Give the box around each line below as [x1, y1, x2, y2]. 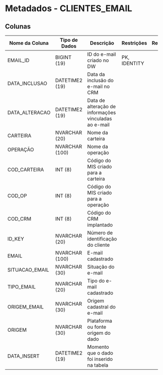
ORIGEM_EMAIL [7, 304, 44, 310]
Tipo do [87, 277, 105, 284]
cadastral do [87, 304, 116, 310]
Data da [87, 71, 105, 78]
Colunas [5, 22, 31, 31]
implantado [87, 222, 113, 228]
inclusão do [87, 77, 114, 84]
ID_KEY [7, 236, 24, 242]
